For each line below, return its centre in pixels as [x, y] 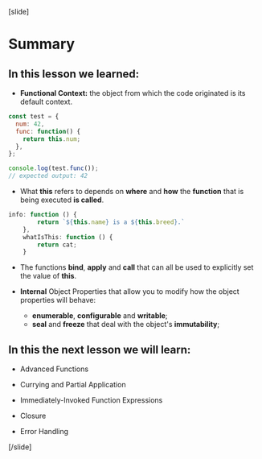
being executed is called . [62, 200]
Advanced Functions [54, 369]
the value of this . [48, 276]
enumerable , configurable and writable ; [100, 316]
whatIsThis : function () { [68, 237]
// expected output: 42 [48, 176]
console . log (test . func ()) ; [53, 168]
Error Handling [44, 432]
